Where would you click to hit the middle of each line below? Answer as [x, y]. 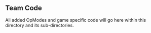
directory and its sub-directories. [40, 25]
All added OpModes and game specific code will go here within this [75, 20]
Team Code [24, 8]
